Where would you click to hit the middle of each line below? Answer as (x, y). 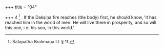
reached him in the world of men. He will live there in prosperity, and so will (81, 22)
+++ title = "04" (21, 7)
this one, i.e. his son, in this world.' (40, 27)
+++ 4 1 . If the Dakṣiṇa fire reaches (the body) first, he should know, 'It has (81, 17)
